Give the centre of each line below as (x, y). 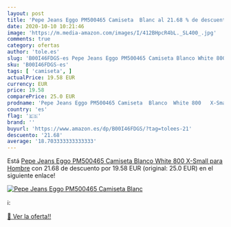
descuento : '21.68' (35, 135)
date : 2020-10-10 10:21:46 (46, 26)
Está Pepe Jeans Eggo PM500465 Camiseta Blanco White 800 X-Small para (115, 161)
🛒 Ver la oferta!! (29, 217)
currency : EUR (27, 84)
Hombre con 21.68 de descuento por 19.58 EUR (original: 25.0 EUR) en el (110, 169)
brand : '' (21, 122)
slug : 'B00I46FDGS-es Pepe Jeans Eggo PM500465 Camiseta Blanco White (110, 58)
